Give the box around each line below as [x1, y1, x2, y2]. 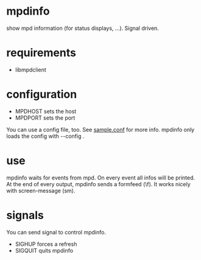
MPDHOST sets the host [15, 107, 77, 115]
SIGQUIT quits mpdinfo [15, 247, 74, 254]
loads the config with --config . [6, 132, 85, 140]
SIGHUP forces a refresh [15, 240, 77, 248]
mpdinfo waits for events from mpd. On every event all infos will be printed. [6, 174, 196, 181]
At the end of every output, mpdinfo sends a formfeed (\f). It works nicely [6, 180, 191, 187]
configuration [6, 87, 77, 101]
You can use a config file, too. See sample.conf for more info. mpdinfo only [6, 126, 195, 133]
